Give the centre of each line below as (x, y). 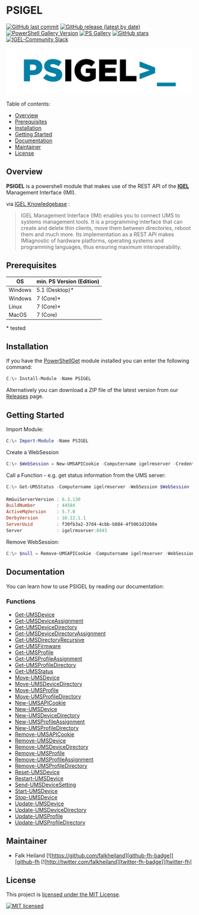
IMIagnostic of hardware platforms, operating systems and (92, 240)
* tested (16, 328)
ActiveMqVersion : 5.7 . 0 (41, 512)
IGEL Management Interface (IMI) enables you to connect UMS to (100, 215)
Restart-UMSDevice (39, 778)
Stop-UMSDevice (36, 797)
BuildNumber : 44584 (41, 506)
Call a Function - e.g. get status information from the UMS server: (86, 475)
